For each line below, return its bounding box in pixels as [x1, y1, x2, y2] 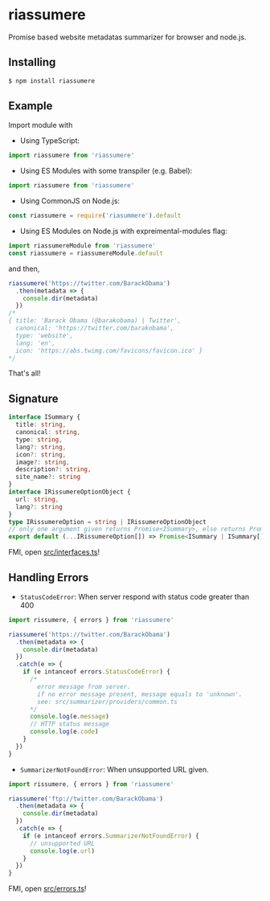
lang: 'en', [15, 339, 56, 347]
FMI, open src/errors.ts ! [8, 884, 87, 894]
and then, [8, 264, 40, 273]
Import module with [8, 121, 73, 130]
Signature [8, 391, 59, 405]
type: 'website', [15, 331, 74, 339]
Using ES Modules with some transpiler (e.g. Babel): [19, 166, 193, 176]
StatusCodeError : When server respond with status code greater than [19, 592, 250, 601]
